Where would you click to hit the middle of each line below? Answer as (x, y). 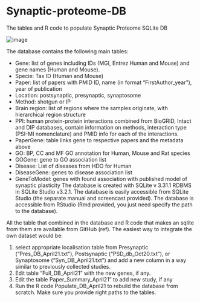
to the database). (36, 211)
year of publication (38, 88)
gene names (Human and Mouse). (57, 69)
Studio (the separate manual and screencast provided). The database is (104, 198)
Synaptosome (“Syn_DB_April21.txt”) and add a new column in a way (101, 260)
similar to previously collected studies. (63, 266)
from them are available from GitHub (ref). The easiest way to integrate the (99, 229)
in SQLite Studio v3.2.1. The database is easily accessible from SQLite (102, 191)
